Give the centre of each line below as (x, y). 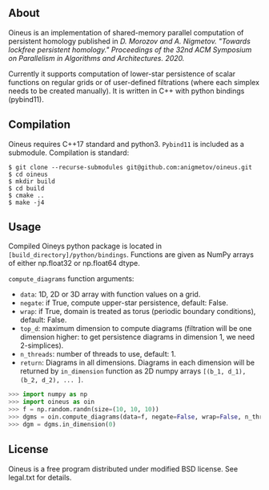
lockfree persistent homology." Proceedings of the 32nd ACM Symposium (130, 49)
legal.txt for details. (40, 477)
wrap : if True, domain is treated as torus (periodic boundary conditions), (138, 312)
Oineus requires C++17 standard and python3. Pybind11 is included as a (126, 144)
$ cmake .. (26, 195)
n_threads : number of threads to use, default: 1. (98, 354)
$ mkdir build (32, 181)
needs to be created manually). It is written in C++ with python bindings (126, 91)
